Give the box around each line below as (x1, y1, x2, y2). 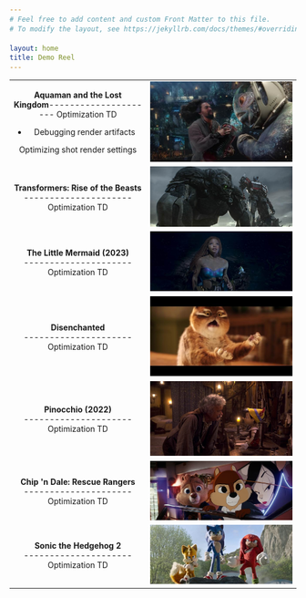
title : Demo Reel (9, 53, 76, 63)
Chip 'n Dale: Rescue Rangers (20, 476, 136, 487)
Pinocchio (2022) (44, 404, 112, 415)
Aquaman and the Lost (33, 89, 122, 100)
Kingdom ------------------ (13, 99, 143, 110)
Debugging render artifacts (34, 127, 136, 138)
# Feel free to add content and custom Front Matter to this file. (9, 15, 271, 24)
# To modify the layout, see (9, 24, 120, 34)
